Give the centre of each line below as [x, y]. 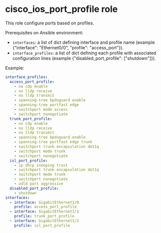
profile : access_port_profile [46, 207]
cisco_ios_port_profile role [62, 9]
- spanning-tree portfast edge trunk [53, 142]
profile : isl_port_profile [42, 226]
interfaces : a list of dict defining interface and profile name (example [84, 42]
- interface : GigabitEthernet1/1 [44, 212]
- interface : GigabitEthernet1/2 [44, 221]
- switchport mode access [41, 110]
